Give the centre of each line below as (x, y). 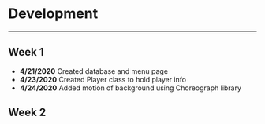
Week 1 (26, 52)
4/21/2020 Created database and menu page (93, 71)
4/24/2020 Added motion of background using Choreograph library (131, 88)
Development (53, 14)
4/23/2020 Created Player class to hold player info (103, 79)
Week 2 (27, 113)
